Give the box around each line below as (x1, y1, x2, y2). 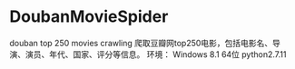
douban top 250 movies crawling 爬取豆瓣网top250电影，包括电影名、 (9, 37, 273, 48)
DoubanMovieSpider (9, 6, 169, 27)
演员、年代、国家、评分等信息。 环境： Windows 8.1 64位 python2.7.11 (25, 48, 287, 60)
